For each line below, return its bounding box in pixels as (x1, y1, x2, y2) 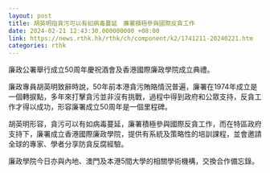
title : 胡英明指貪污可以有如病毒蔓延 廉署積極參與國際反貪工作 (8, 19, 195, 27)
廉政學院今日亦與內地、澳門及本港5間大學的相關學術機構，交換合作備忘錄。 (8, 156, 260, 166)
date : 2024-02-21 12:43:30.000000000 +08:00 (8, 27, 160, 35)
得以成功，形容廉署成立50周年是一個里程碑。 (22, 102, 173, 112)
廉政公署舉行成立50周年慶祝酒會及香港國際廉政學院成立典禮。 (8, 65, 215, 75)
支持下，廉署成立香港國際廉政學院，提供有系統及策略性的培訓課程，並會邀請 (8, 130, 262, 139)
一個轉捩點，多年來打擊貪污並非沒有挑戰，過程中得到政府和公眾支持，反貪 (8, 92, 255, 101)
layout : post (8, 11, 52, 20)
